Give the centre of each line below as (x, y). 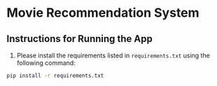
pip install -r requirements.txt (55, 76)
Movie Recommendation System (103, 13)
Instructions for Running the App (80, 39)
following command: (46, 63)
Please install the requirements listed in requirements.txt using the (113, 55)
